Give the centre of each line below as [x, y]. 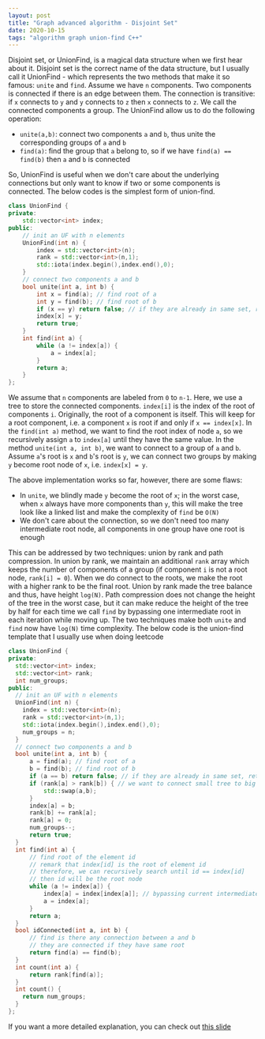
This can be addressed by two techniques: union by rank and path [116, 553]
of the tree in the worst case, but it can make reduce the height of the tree [129, 603]
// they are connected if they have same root [107, 946]
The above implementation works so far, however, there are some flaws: [125, 480]
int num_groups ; [42, 681]
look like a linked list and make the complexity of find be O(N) [119, 512]
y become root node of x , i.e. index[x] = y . [78, 465]
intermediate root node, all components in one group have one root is [132, 529]
